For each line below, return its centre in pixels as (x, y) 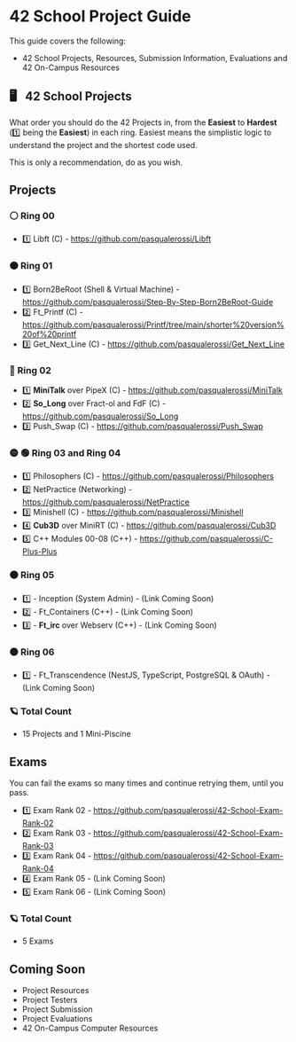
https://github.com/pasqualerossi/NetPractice (106, 502)
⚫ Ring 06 (32, 652)
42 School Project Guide (101, 16)
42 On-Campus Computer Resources (90, 1028)
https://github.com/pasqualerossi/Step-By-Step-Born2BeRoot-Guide (148, 302)
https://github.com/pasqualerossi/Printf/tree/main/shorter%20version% (153, 325)
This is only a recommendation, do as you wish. (96, 162)
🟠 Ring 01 (31, 266)
